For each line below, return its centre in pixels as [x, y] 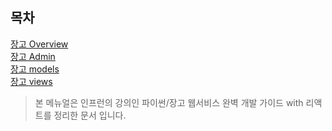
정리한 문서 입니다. [90, 115]
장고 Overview [39, 44]
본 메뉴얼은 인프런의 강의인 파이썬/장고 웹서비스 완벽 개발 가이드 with [169, 102]
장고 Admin [33, 56]
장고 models [35, 69]
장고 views [31, 81]
